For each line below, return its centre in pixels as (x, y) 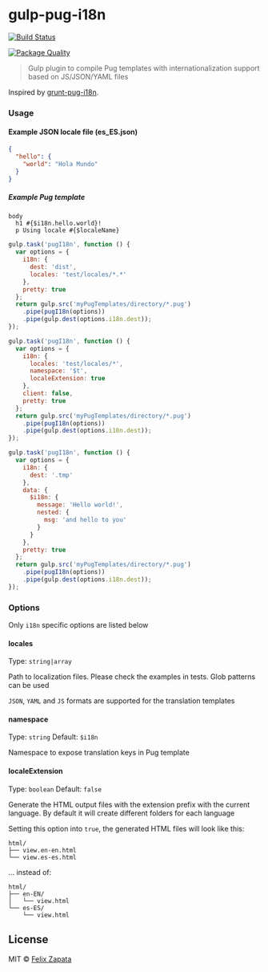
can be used (29, 685)
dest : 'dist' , (53, 267)
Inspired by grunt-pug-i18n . (54, 92)
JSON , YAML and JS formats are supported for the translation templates (122, 701)
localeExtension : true (67, 379)
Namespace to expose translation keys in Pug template (99, 753)
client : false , (48, 394)
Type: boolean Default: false (55, 789)
